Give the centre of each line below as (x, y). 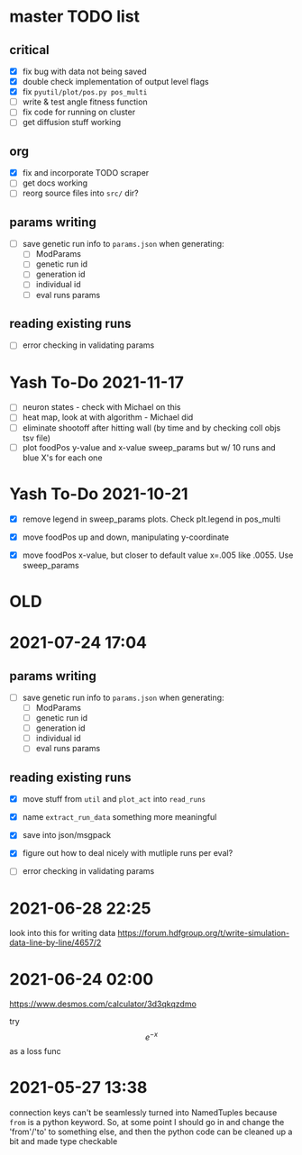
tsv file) (37, 438)
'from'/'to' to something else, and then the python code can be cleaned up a (151, 1132)
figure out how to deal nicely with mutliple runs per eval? (128, 853)
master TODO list (75, 17)
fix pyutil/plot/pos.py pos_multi (85, 92)
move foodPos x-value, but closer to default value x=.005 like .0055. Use (158, 555)
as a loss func (35, 1050)
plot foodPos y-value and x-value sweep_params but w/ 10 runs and (149, 447)
